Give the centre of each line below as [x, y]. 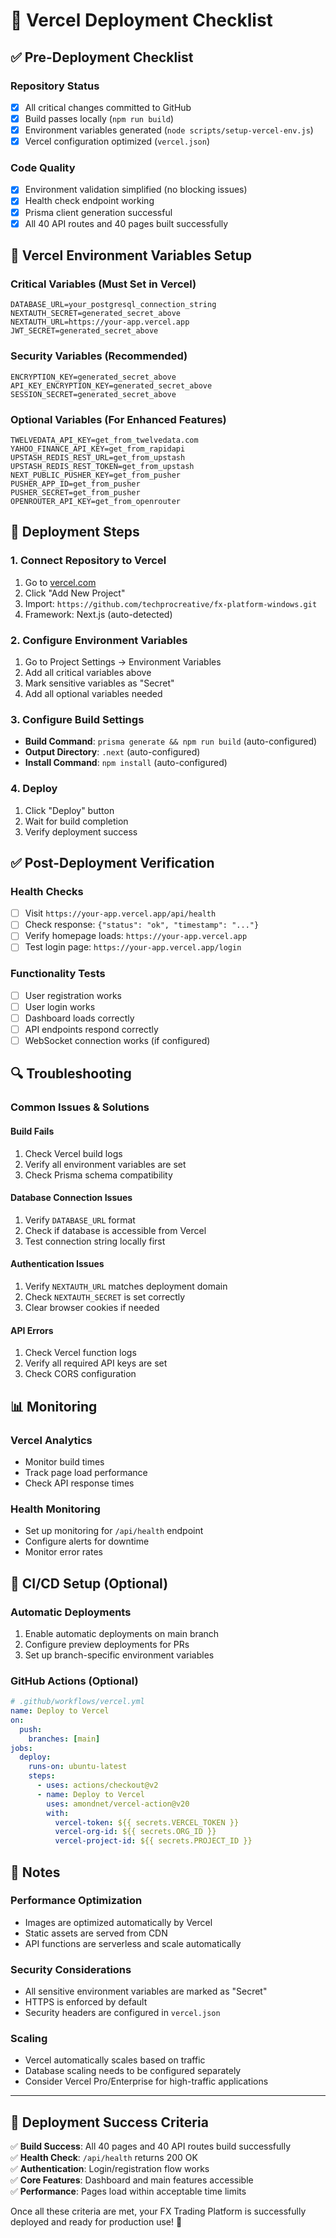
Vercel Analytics [51, 1440]
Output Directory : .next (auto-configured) [112, 752]
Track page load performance [86, 1472]
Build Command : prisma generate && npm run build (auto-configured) [171, 741]
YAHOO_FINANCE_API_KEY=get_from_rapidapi [98, 449]
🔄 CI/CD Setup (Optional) [89, 1583]
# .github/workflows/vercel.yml [77, 1702]
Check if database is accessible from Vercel [115, 1230]
